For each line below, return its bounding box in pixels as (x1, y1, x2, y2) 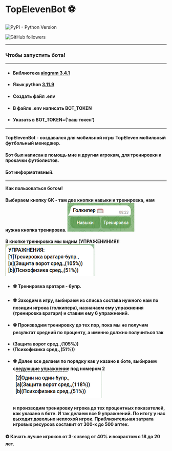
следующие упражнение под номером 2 (12, 365, 105, 372)
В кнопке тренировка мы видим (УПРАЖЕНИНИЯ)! (5, 238, 120, 244)
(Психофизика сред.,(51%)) (12, 346, 75, 352)
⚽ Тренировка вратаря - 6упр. (12, 283, 82, 289)
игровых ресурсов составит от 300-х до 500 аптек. (12, 421, 130, 427)
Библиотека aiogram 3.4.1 (12, 70, 70, 76)
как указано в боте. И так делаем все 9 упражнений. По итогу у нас (12, 410, 165, 416)
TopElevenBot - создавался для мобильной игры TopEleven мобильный (5, 135, 166, 141)
